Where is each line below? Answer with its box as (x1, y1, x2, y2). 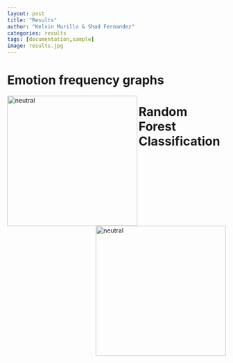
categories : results (7, 29, 67, 37)
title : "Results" (7, 17, 58, 24)
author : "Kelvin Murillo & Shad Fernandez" (7, 23, 135, 30)
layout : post (7, 10, 45, 17)
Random (138, 104, 188, 120)
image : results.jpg (7, 42, 64, 49)
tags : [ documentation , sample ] (7, 36, 95, 43)
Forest (138, 119, 177, 135)
